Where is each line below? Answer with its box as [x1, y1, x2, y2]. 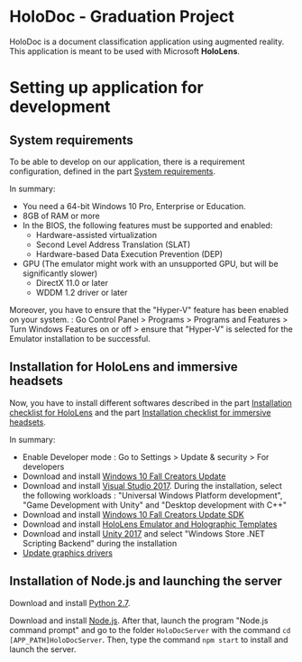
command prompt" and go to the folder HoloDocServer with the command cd [9, 624, 291, 635]
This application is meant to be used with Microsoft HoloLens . [9, 45, 241, 56]
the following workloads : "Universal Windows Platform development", [22, 490, 283, 501]
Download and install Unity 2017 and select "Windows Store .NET [22, 528, 266, 538]
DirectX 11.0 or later [35, 277, 108, 288]
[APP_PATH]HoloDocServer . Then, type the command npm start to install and [9, 634, 288, 645]
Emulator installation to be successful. [9, 333, 151, 344]
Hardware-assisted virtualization [35, 229, 158, 240]
